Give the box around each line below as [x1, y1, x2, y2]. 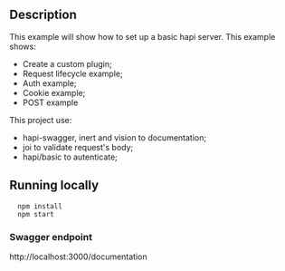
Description [9, 7, 77, 23]
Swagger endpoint [9, 230, 93, 243]
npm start [17, 209, 54, 218]
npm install [17, 201, 63, 211]
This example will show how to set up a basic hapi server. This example [9, 31, 276, 42]
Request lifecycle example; [22, 68, 124, 79]
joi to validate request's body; [22, 141, 134, 152]
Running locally [9, 178, 100, 193]
